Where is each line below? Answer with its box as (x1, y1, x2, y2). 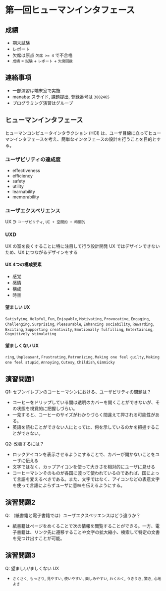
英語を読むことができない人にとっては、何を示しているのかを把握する (12, 424, 155, 430)
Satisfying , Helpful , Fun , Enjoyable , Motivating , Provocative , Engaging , (5, 315, 150, 321)
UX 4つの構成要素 (5, 261, 42, 268)
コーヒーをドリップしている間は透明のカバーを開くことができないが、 (12, 399, 156, 405)
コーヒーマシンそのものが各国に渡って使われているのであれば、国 (12, 470, 147, 476)
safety (12, 178, 26, 184)
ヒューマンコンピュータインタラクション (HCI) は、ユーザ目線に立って (5, 130, 149, 136)
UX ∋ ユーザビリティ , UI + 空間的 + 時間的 (5, 219, 86, 225)
